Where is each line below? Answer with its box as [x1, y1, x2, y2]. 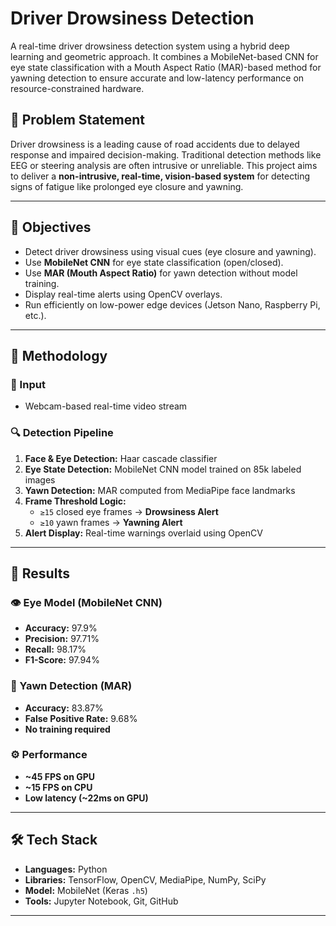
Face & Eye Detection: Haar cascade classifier [24, 452, 218, 464]
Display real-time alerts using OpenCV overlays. [24, 288, 223, 300]
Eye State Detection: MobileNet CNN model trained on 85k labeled [24, 463, 302, 475]
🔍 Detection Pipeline [10, 426, 114, 440]
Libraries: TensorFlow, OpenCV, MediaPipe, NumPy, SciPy [24, 873, 267, 886]
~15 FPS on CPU [24, 781, 93, 793]
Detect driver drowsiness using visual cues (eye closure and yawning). [24, 245, 317, 257]
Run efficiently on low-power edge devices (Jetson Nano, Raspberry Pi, [24, 298, 321, 311]
